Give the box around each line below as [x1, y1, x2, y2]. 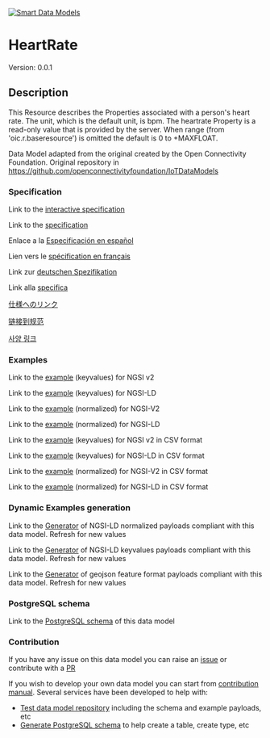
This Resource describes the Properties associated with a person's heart [8, 107, 251, 117]
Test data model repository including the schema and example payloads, [19, 703, 262, 713]
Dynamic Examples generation [8, 502, 131, 514]
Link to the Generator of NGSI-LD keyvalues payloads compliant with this [8, 545, 251, 555]
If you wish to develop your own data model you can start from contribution [8, 679, 260, 689]
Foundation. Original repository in [8, 157, 119, 167]
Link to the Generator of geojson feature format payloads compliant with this [8, 569, 263, 579]
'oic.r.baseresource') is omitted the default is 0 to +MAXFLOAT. [8, 133, 218, 143]
